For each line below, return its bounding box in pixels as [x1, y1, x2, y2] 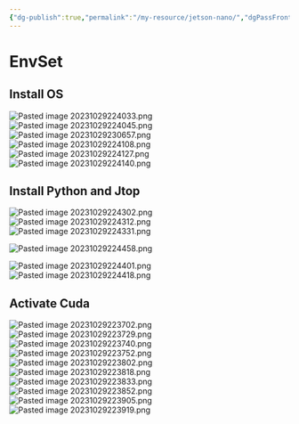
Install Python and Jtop [9, 183, 141, 199]
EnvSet [9, 51, 64, 71]
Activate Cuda [9, 296, 91, 311]
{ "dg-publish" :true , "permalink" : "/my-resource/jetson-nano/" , [9, 12, 245, 22]
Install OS [9, 86, 64, 102]
